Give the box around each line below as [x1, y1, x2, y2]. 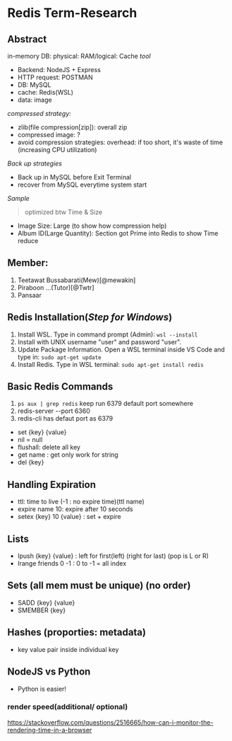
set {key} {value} [17, 428, 67, 436]
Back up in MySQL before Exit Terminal [17, 173, 132, 181]
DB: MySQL [17, 81, 51, 89]
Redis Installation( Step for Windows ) [7, 311, 173, 323]
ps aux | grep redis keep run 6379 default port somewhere [17, 399, 194, 408]
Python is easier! [17, 684, 67, 693]
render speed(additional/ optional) [7, 702, 128, 712]
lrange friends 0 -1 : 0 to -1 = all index [17, 559, 127, 568]
